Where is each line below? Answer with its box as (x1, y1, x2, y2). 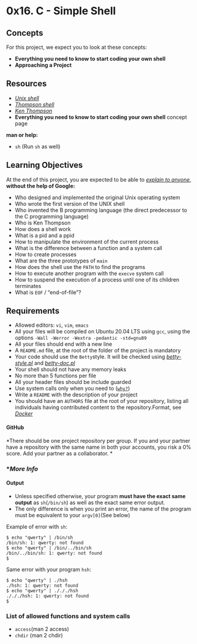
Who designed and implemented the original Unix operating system (14, 193, 180, 201)
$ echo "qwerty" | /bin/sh (6, 534, 73, 540)
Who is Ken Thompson (14, 219, 71, 226)
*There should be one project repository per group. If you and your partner (6, 437, 190, 444)
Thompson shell (14, 101, 55, 108)
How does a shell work (14, 225, 71, 233)
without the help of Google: (6, 182, 76, 189)
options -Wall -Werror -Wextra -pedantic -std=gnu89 (14, 334, 147, 342)
